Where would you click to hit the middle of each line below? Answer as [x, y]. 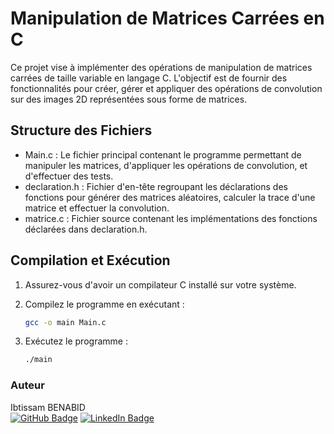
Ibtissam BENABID [48, 407]
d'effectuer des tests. [69, 176]
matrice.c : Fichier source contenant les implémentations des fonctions [171, 218]
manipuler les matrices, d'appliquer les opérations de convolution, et [166, 165]
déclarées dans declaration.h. [86, 229]
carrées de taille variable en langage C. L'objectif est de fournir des [149, 78]
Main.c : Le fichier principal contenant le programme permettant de [163, 154]
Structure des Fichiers [81, 130]
